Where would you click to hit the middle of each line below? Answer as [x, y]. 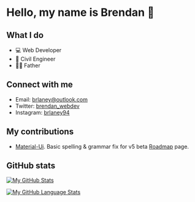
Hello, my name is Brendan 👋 [80, 13]
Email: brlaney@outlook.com [51, 99]
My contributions [40, 132]
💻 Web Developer [38, 50]
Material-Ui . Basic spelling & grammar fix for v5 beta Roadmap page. [102, 146]
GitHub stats [31, 166]
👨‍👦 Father [28, 65]
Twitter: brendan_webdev [47, 106]
